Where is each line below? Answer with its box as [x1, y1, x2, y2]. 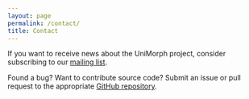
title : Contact [7, 27, 59, 35]
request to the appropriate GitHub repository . [7, 81, 158, 91]
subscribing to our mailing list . [7, 57, 108, 67]
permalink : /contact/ [7, 19, 81, 27]
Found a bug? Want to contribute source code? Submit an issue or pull [7, 73, 241, 83]
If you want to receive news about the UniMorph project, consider [7, 49, 226, 59]
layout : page [7, 11, 52, 20]
